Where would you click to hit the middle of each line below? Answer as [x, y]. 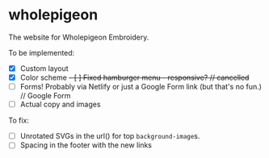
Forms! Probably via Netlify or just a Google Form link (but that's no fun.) [141, 87]
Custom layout [44, 68]
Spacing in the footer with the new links [86, 145]
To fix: [19, 121]
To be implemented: [42, 52]
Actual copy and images [60, 104]
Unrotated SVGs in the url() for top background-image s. [110, 136]
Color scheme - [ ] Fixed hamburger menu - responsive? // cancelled [134, 77]
